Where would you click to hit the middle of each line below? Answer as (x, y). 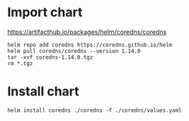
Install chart (43, 92)
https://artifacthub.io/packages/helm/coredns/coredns (87, 32)
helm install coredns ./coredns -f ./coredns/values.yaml (94, 110)
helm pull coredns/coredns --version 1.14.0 (74, 51)
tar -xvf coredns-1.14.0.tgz (50, 57)
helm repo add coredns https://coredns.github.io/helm (90, 45)
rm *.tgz (20, 63)
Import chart (45, 12)
